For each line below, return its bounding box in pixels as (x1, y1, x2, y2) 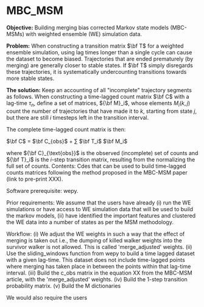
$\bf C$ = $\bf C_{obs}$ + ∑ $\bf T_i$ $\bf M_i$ (6, 137, 128, 145)
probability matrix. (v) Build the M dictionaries (6, 282, 121, 289)
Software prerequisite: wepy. (6, 187, 79, 194)
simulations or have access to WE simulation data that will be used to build (6, 205, 194, 212)
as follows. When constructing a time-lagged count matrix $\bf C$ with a (6, 93, 190, 100)
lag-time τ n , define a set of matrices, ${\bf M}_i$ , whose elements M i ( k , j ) (6, 99, 191, 108)
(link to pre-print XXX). (6, 175, 63, 182)
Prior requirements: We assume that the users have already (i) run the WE (6, 199, 191, 206)
